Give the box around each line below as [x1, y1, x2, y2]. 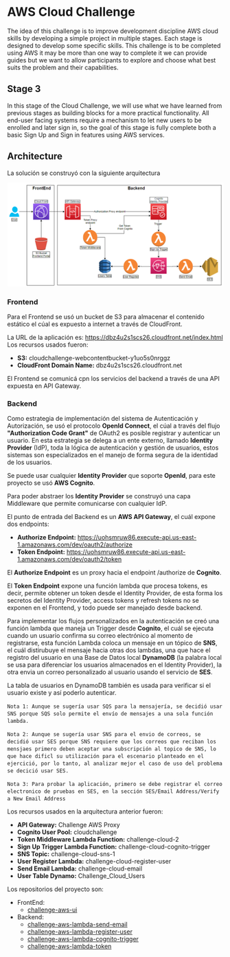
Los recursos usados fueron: [7, 341, 89, 349]
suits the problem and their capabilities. [7, 63, 119, 71]
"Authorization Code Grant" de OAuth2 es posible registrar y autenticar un [7, 429, 221, 437]
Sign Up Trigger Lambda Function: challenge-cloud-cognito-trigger [16, 842, 211, 851]
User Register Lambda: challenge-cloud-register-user [16, 857, 172, 866]
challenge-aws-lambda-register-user [27, 927, 133, 936]
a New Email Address [7, 796, 67, 803]
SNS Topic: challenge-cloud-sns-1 [16, 850, 115, 858]
